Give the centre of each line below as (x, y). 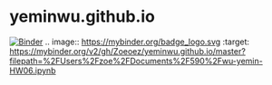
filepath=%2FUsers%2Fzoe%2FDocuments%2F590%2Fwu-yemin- (136, 61)
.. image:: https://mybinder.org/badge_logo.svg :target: (147, 42)
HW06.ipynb (33, 71)
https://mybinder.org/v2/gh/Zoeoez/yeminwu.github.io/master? (128, 51)
